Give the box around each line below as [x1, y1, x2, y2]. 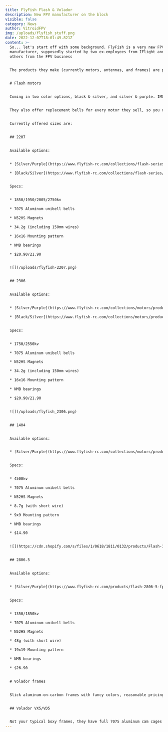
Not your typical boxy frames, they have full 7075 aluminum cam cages [9, 719, 162, 724]
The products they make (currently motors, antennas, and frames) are [9, 67, 160, 73]
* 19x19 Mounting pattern [9, 647, 64, 652]
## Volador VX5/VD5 [9, 705, 50, 711]
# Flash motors [9, 81, 41, 86]
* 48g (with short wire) [9, 638, 61, 643]
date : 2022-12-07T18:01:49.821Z [5, 36, 72, 41]
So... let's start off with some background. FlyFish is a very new [9, 45, 155, 50]
